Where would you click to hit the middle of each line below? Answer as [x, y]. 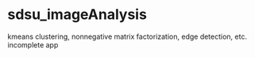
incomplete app [33, 44]
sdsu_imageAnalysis [77, 15]
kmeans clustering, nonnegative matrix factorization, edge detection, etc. [127, 36]
